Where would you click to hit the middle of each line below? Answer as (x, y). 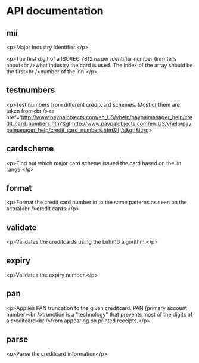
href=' (14, 117)
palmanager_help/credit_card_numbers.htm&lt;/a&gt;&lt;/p (77, 130)
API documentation (55, 11)
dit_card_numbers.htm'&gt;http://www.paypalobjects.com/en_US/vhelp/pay (99, 123)
